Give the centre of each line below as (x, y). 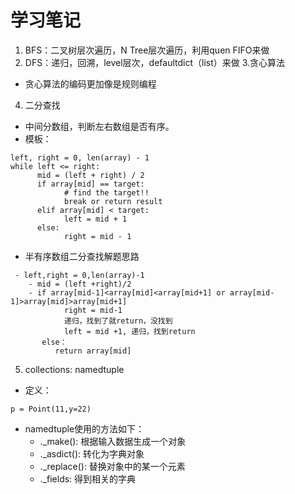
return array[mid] (93, 351)
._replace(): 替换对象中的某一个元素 (112, 466)
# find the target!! (106, 192)
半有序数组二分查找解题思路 (82, 256)
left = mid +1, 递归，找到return (129, 331)
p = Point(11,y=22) (51, 409)
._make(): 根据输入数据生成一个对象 (113, 441)
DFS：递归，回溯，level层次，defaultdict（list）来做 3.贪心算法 (155, 62)
